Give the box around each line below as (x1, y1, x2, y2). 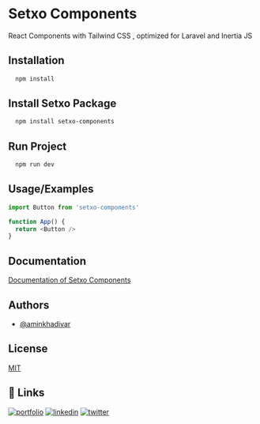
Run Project (8, 139, 67, 153)
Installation (8, 54, 65, 67)
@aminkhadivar (19, 319, 71, 328)
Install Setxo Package (8, 97, 117, 111)
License (8, 342, 48, 356)
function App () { (8, 218, 66, 225)
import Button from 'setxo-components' (8, 203, 140, 211)
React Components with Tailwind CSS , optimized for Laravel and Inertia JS (8, 31, 253, 40)
